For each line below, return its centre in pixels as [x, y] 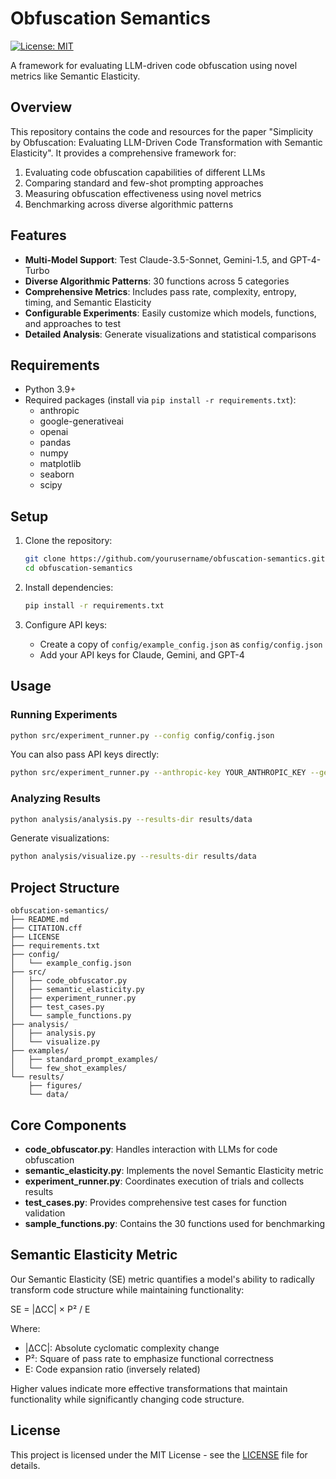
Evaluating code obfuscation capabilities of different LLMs [145, 172]
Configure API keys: [66, 624]
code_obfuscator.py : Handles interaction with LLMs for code [151, 1149]
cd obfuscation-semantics [78, 568]
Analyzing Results [55, 799]
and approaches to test [72, 323]
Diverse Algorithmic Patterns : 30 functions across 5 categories [157, 281]
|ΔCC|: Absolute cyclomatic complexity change [122, 1348]
